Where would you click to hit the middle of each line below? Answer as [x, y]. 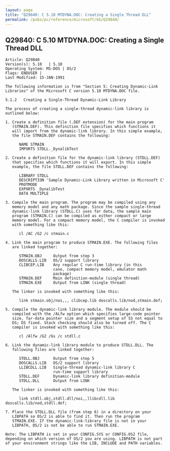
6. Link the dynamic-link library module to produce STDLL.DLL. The [79, 345]
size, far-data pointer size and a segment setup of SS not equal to [87, 319]
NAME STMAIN [31, 145]
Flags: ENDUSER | [24, 73]
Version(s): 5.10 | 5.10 [34, 64]
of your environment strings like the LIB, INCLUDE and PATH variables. [84, 443]
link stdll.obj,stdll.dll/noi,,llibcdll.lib [67, 399]
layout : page [19, 10]
